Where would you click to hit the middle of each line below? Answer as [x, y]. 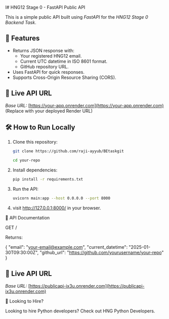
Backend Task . [21, 22]
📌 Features [23, 38]
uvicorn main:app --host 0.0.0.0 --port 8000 [61, 198]
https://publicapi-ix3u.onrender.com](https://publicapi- [87, 286]
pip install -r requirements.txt [48, 179]
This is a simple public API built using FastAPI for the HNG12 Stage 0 [77, 17]
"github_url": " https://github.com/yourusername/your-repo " [102, 252]
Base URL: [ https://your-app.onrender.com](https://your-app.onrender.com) [85, 105]
